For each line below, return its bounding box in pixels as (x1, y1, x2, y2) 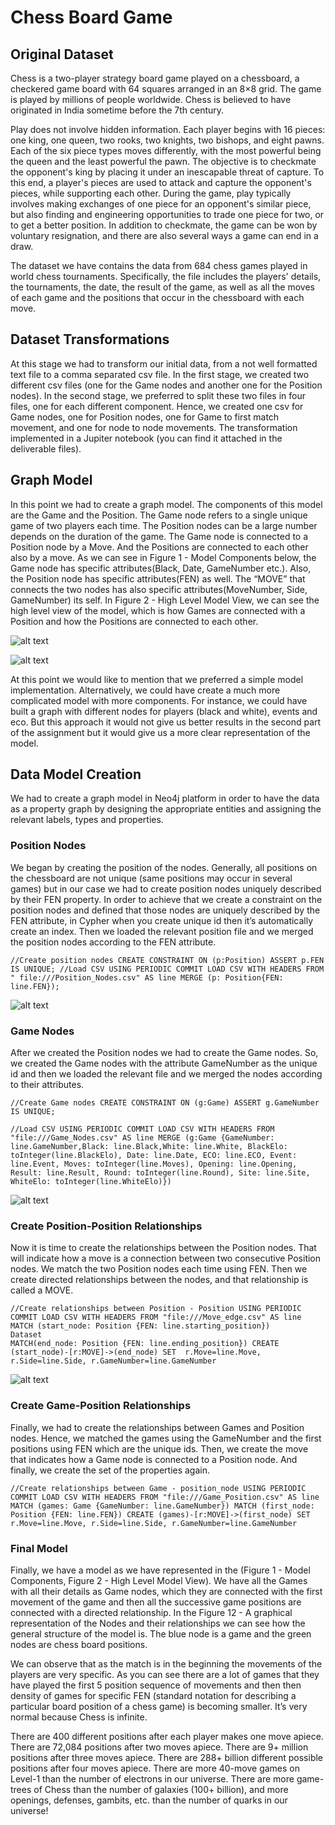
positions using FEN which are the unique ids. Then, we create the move (10, 1442, 309, 1455)
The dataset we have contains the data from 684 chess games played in (10, 260, 308, 271)
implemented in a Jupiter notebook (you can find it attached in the (10, 432, 283, 444)
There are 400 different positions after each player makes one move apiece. (10, 1730, 324, 1742)
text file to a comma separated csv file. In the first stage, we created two (10, 368, 310, 380)
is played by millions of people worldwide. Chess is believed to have (10, 94, 292, 105)
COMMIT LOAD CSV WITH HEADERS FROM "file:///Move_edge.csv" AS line (10, 1312, 302, 1323)
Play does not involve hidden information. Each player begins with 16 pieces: (10, 124, 326, 135)
